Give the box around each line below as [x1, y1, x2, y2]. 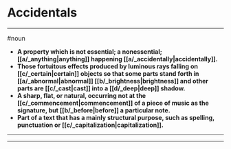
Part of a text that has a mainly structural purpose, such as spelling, [16, 113, 214, 121]
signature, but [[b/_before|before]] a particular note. [16, 106, 170, 115]
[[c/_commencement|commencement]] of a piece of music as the [16, 99, 210, 107]
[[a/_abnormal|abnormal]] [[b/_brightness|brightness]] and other [16, 77, 208, 85]
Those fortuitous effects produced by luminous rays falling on [16, 62, 198, 70]
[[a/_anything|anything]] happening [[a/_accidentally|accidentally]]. [16, 54, 218, 63]
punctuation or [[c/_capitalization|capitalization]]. [16, 121, 164, 129]
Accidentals [7, 5, 78, 21]
